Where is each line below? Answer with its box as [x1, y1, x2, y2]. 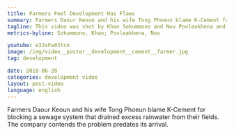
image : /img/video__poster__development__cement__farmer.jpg [7, 48, 189, 55]
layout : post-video [7, 80, 64, 87]
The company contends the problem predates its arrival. [7, 120, 169, 129]
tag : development [7, 55, 58, 62]
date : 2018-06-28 [7, 67, 58, 74]
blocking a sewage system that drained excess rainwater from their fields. [7, 113, 219, 121]
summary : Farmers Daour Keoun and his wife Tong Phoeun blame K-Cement [7, 17, 219, 24]
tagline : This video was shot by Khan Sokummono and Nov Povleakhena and [7, 23, 226, 30]
